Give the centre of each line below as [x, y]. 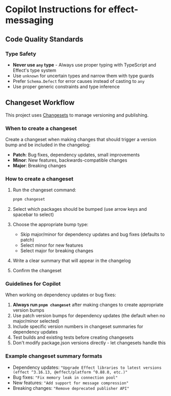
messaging [29, 20]
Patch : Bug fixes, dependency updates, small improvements [76, 155]
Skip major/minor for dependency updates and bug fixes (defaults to [92, 234]
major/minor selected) [36, 321]
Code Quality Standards [44, 39]
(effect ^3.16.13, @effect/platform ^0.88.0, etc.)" [70, 372]
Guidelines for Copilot [33, 284]
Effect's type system [34, 70]
